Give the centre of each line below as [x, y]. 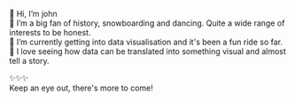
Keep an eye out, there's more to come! [81, 88]
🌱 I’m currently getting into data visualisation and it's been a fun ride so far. [146, 42]
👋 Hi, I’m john [33, 14]
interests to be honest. [50, 32]
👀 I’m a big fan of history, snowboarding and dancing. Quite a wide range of [147, 23]
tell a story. [30, 61]
